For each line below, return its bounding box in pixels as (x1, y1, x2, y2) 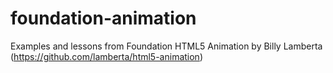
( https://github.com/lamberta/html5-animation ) (10, 50, 203, 62)
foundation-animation (10, 7, 197, 30)
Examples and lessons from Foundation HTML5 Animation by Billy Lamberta (10, 40, 323, 52)
